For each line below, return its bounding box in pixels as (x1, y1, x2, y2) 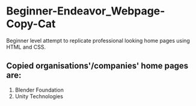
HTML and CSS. (6, 43, 46, 51)
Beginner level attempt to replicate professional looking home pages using (6, 37, 191, 44)
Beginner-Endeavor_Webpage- (6, 4, 165, 18)
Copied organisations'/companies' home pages (6, 61, 189, 71)
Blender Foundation (14, 86, 64, 93)
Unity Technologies (14, 92, 63, 100)
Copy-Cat (6, 17, 56, 31)
